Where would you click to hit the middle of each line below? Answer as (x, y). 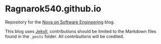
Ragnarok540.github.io (53, 9)
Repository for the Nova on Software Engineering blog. (60, 22)
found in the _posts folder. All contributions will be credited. (65, 36)
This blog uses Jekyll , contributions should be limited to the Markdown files (81, 31)
